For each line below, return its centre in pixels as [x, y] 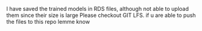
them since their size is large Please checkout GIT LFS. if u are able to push [101, 15]
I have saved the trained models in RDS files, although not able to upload [98, 9]
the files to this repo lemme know [48, 22]
